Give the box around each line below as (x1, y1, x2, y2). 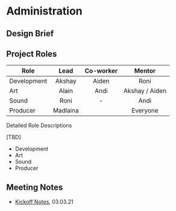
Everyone (131, 106, 159, 115)
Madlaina (52, 106, 80, 115)
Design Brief (6, 28, 54, 39)
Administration (6, 4, 83, 18)
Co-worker (84, 67, 118, 75)
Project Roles (6, 48, 57, 59)
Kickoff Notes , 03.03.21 (14, 198, 74, 206)
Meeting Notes (6, 182, 63, 192)
